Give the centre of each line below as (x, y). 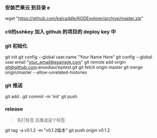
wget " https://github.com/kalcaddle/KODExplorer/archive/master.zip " (74, 18)
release (14, 109)
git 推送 (14, 85)
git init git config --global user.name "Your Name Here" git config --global (79, 57)
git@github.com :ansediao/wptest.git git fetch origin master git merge (74, 67)
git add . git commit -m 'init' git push (41, 96)
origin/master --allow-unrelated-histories (46, 72)
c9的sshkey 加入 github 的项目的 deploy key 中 (61, 32)
